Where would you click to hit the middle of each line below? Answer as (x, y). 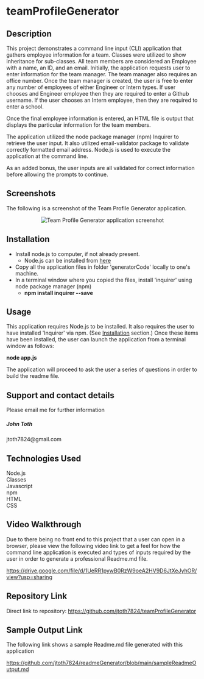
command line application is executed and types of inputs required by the (99, 552)
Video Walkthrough (44, 524)
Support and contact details (60, 395)
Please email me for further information (55, 410)
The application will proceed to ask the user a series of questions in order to (102, 369)
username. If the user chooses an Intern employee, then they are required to (102, 100)
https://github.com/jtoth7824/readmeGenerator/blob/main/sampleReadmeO (101, 663)
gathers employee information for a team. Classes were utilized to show (96, 55)
